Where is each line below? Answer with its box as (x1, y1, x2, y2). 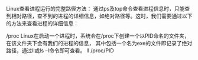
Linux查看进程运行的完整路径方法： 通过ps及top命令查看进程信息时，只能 (6, 5, 185, 12)
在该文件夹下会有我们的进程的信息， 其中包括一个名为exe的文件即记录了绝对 (6, 40, 193, 46)
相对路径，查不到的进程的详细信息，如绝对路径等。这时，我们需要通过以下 (11, 12, 193, 19)
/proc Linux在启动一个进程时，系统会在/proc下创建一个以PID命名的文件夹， (6, 32, 190, 39)
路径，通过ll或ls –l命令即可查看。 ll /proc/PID (6, 47, 114, 54)
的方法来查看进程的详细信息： (6, 20, 79, 26)
